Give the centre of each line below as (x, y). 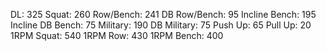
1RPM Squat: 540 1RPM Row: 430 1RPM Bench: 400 (117, 35)
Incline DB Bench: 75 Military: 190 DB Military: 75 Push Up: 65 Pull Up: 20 (161, 25)
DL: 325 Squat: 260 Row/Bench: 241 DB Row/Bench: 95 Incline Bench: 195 (163, 14)
